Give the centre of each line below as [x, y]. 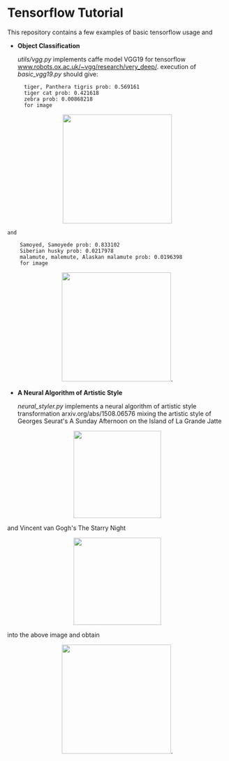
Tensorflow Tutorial [65, 13]
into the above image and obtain [53, 635]
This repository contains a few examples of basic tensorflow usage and [110, 32]
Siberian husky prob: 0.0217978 [67, 251]
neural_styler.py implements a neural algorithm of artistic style [107, 406]
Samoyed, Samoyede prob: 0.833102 [70, 245]
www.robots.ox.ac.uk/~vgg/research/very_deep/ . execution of [107, 66]
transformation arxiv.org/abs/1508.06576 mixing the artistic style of [114, 413]
